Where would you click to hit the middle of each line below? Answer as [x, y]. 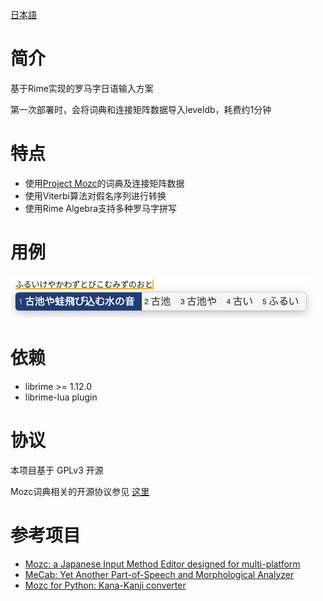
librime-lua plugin [61, 397]
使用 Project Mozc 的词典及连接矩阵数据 [104, 183]
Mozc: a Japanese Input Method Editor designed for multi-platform [162, 564]
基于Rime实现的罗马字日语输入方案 [82, 88]
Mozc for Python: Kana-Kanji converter [105, 585]
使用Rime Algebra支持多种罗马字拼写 [101, 208]
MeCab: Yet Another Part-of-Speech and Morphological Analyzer [159, 574]
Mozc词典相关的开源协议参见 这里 [80, 491]
